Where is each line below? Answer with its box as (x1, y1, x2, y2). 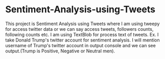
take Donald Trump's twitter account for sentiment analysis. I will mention (5, 37, 160, 43)
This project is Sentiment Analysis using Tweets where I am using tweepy (5, 21, 160, 27)
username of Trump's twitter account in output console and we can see (5, 42, 156, 48)
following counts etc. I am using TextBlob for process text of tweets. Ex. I (5, 31, 159, 37)
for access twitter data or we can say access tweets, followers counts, (5, 26, 154, 32)
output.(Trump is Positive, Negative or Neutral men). (5, 48, 115, 54)
